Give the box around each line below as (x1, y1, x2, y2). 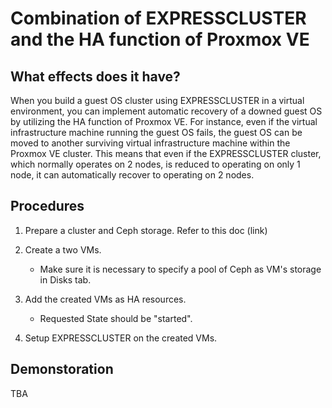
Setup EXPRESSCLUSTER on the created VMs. (24, 332, 218, 344)
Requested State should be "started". (39, 312, 193, 324)
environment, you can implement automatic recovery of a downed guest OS (10, 105, 323, 117)
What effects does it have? (10, 68, 181, 85)
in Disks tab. (39, 273, 92, 286)
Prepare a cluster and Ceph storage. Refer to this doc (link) (24, 224, 268, 236)
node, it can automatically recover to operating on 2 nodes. (10, 169, 255, 181)
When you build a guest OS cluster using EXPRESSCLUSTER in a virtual (10, 95, 305, 106)
